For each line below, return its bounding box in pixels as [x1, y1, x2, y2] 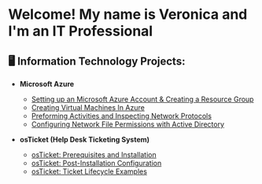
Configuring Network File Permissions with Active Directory [31, 120, 225, 129]
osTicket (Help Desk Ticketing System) [19, 135, 150, 144]
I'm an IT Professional [8, 22, 153, 40]
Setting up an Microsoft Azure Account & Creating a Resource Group [31, 94, 254, 104]
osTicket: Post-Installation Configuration [31, 159, 162, 167]
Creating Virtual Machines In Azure [31, 103, 146, 112]
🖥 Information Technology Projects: [8, 54, 186, 68]
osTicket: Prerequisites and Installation [31, 150, 157, 159]
